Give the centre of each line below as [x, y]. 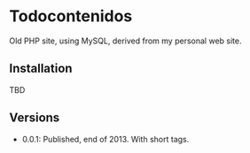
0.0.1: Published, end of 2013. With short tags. [105, 139]
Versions [35, 118]
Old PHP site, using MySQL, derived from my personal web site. [125, 41]
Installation [41, 69]
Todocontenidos [71, 16]
